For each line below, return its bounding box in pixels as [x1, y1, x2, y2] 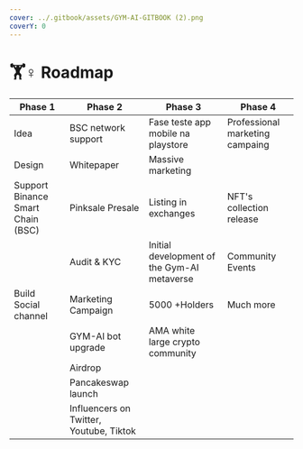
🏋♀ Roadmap [9, 62, 115, 82]
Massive [148, 153, 185, 166]
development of [148, 250, 216, 262]
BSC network [69, 122, 126, 134]
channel [14, 310, 48, 323]
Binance [14, 190, 49, 203]
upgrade [69, 342, 106, 354]
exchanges [148, 207, 196, 220]
